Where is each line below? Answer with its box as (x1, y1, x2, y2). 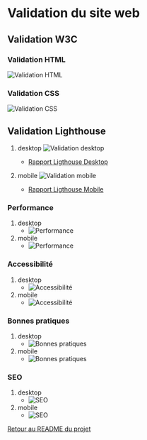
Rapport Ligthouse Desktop (28, 158, 108, 166)
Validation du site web (7, 5, 140, 21)
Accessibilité (7, 259, 53, 269)
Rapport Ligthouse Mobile (28, 185, 104, 193)
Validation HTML (7, 55, 66, 65)
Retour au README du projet (7, 424, 91, 434)
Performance (7, 202, 54, 212)
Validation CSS (7, 88, 60, 98)
